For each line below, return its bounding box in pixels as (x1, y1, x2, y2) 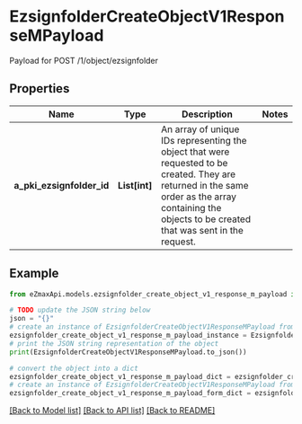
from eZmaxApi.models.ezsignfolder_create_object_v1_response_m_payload (9, 289, 288, 298)
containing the (160, 201, 222, 214)
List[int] (118, 179, 153, 191)
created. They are (160, 168, 236, 181)
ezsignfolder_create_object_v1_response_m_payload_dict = (9, 372, 231, 381)
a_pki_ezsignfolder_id (13, 179, 110, 191)
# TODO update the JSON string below (9, 305, 151, 315)
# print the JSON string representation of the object (9, 339, 219, 348)
